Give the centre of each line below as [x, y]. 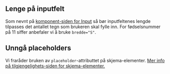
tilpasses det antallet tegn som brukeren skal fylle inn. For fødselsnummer [83, 27]
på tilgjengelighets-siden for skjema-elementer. [55, 66]
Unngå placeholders [38, 48]
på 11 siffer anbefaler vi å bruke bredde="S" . [51, 32]
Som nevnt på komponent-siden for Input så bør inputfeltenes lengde [78, 21]
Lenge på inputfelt [35, 9]
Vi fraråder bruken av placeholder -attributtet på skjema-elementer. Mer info [85, 60]
